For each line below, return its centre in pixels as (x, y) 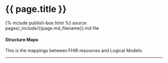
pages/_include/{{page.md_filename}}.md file (52, 28)
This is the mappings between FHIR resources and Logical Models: (74, 51)
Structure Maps (22, 39)
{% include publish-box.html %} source (46, 23)
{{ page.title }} (36, 9)
